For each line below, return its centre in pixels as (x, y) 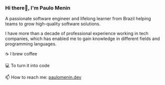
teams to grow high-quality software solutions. (53, 24)
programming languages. (31, 44)
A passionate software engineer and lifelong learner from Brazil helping (78, 19)
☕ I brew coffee (21, 54)
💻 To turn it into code (27, 66)
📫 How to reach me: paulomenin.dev (43, 77)
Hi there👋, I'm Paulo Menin (38, 8)
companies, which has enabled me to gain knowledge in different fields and (82, 39)
